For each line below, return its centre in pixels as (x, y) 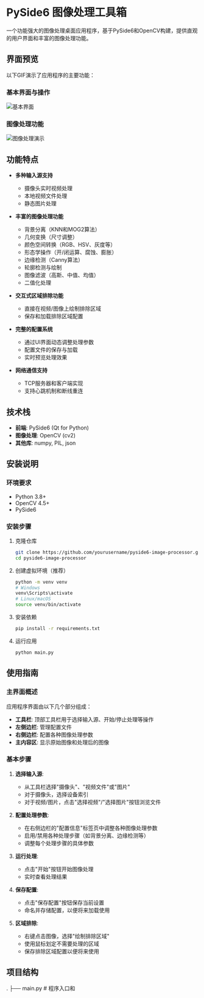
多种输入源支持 (34, 175)
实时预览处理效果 (46, 358)
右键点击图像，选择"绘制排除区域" (67, 936)
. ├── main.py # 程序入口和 (41, 988)
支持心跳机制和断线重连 (54, 391)
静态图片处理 (40, 203)
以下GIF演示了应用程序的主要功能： (51, 75)
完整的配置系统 (34, 329)
